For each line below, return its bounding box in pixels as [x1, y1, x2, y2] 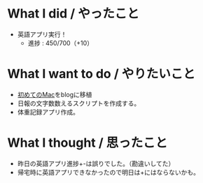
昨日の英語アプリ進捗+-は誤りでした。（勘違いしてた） [17, 159, 175, 168]
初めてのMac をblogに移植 [17, 90, 92, 98]
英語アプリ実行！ [17, 30, 67, 38]
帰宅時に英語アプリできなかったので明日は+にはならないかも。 [17, 168, 200, 176]
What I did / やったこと [7, 6, 140, 22]
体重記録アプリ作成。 [17, 108, 79, 116]
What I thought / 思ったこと [7, 135, 168, 151]
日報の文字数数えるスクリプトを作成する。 [17, 98, 141, 108]
